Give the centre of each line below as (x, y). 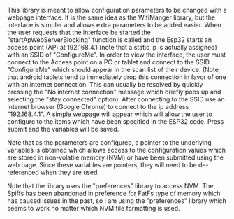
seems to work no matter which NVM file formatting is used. (94, 208)
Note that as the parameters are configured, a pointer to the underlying (109, 142)
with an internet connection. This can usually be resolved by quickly (105, 84)
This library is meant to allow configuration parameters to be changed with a (117, 10)
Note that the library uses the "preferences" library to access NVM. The (110, 186)
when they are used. (70, 172)
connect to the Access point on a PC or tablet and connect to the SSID (109, 62)
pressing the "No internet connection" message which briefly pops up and (114, 92)
